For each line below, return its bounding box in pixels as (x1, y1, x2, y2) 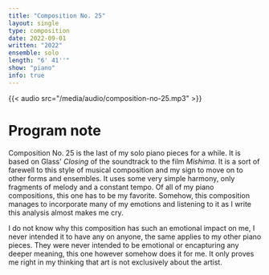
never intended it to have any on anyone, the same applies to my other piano (8, 232, 262, 241)
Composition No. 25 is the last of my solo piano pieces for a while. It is (8, 148, 241, 157)
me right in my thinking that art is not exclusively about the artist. (8, 257, 222, 267)
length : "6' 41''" (8, 57, 70, 65)
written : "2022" (8, 42, 63, 50)
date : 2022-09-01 (8, 34, 67, 42)
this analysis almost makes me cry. (8, 208, 124, 217)
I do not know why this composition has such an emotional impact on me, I (8, 223, 255, 233)
